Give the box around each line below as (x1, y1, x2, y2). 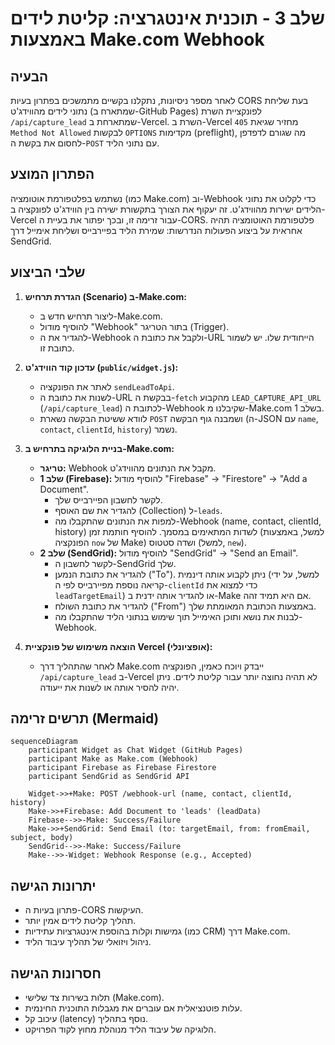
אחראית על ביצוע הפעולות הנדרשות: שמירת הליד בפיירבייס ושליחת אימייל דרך (10, 224, 303, 236)
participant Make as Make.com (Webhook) (28, 754, 199, 764)
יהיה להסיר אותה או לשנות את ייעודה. (39, 681, 180, 693)
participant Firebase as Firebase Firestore (28, 763, 217, 773)
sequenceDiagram (10, 737, 78, 747)
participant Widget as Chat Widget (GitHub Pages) (28, 745, 244, 756)
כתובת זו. (39, 342, 75, 354)
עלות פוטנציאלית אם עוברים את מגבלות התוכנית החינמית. (24, 1002, 243, 1014)
